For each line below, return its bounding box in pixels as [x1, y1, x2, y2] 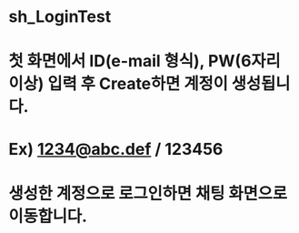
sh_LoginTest [8, 6, 112, 27]
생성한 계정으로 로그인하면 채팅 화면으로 [8, 183, 288, 204]
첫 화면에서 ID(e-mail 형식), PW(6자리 [8, 51, 281, 72]
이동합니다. [8, 206, 88, 227]
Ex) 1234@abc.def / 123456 [8, 138, 224, 159]
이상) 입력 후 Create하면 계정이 [8, 74, 228, 95]
